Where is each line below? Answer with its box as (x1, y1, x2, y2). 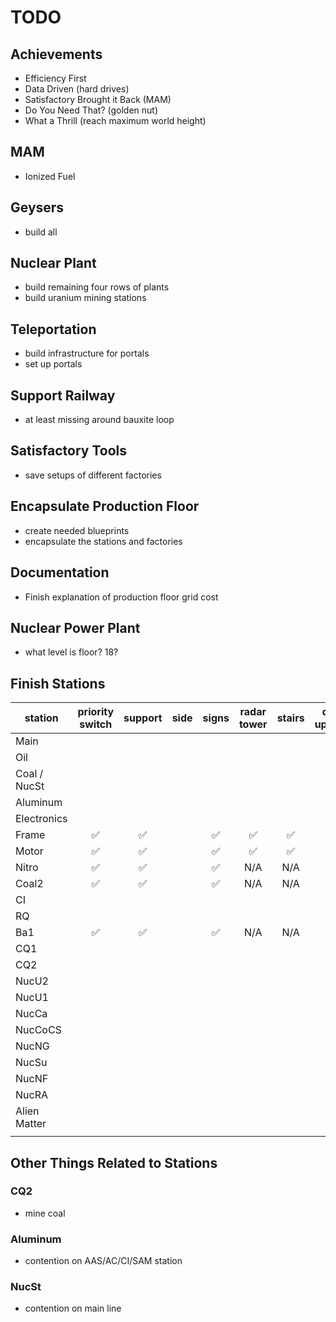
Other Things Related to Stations (10, 1154, 218, 1171)
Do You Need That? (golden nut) (24, 104, 159, 116)
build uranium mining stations (24, 292, 147, 304)
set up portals (24, 358, 83, 370)
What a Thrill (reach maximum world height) (24, 115, 207, 126)
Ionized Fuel (24, 170, 76, 182)
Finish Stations (10, 675, 106, 692)
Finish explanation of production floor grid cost (24, 591, 219, 603)
